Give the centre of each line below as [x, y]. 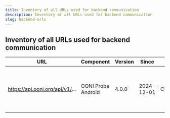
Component [95, 62]
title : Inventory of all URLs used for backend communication [72, 10]
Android [90, 92]
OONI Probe [95, 86]
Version [124, 62]
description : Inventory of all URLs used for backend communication [79, 15]
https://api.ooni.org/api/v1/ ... [42, 89]
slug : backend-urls [26, 19]
